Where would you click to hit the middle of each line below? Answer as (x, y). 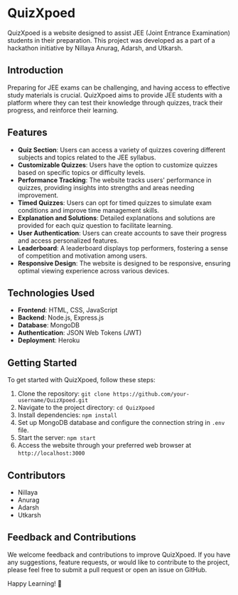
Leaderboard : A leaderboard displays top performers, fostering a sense (123, 248)
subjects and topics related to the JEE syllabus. (87, 157)
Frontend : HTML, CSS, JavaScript (67, 310)
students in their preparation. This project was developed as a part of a (111, 40)
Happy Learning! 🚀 (35, 583)
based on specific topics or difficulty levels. (81, 172)
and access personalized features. (68, 241)
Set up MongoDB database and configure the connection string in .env (121, 423)
